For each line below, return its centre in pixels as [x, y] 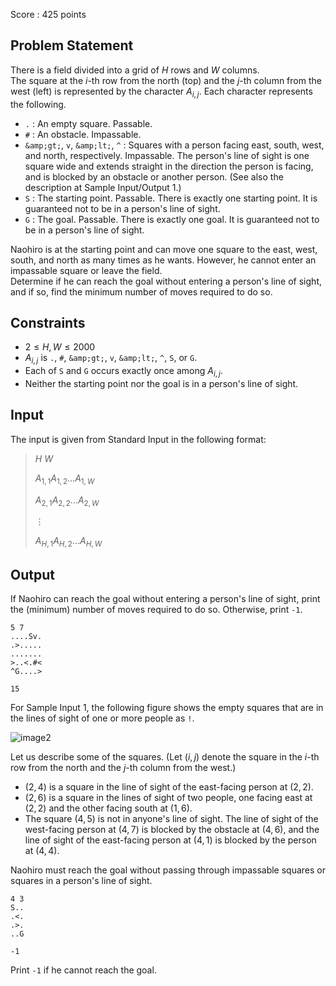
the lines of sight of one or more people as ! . [102, 718]
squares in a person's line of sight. [81, 881]
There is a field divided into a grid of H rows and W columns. [135, 70]
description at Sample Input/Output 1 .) [103, 187]
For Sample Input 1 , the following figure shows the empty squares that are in [167, 708]
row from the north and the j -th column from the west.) [123, 768]
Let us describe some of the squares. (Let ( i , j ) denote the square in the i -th [165, 757]
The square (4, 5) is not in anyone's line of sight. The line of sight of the [171, 819]
